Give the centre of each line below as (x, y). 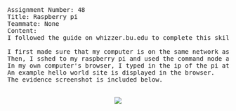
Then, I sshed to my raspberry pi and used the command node (115, 59)
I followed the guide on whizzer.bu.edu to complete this (109, 38)
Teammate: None (33, 24)
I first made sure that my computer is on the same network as (118, 52)
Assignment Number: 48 (46, 10)
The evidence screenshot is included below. (85, 80)
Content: (22, 31)
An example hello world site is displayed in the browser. (111, 73)
